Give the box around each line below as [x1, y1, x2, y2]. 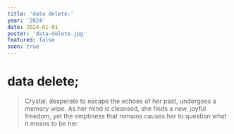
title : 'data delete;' [7, 10, 74, 18]
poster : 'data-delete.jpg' [7, 30, 87, 37]
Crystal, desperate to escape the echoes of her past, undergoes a [24, 97, 216, 105]
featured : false [7, 37, 55, 44]
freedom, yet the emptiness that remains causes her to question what [24, 111, 227, 120]
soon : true [7, 43, 39, 50]
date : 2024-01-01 [7, 23, 58, 30]
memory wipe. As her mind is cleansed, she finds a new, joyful [24, 104, 207, 113]
